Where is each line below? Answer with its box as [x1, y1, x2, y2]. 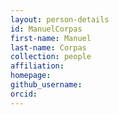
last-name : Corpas [10, 42, 87, 53]
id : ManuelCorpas [10, 24, 83, 34]
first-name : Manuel [10, 33, 92, 43]
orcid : [10, 89, 38, 99]
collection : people [10, 52, 92, 62]
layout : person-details [10, 14, 110, 25]
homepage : [10, 71, 52, 81]
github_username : [10, 80, 83, 90]
